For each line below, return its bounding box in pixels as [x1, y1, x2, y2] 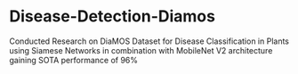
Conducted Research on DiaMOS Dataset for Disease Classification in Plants [9, 36, 289, 46]
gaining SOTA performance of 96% [9, 54, 139, 65]
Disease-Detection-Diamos [9, 6, 216, 27]
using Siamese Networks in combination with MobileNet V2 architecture [9, 45, 273, 55]
